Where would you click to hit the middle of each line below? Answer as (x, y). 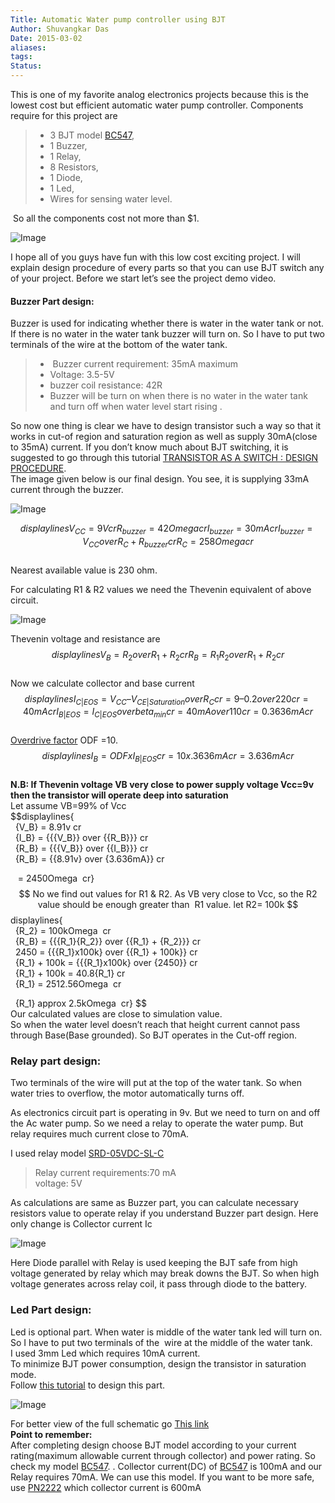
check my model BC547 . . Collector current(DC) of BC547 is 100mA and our (166, 1466)
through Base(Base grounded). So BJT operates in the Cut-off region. (153, 1035)
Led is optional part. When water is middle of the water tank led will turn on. (166, 1332)
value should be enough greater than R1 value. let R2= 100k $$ (168, 904)
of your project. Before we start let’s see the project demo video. (143, 278)
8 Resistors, (74, 167)
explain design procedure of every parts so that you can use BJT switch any (167, 267)
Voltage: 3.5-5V (82, 375)
